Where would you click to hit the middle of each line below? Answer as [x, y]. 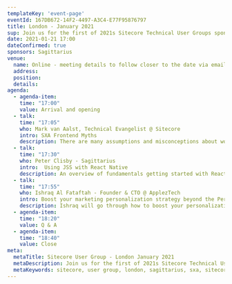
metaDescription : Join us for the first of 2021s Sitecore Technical [115, 263]
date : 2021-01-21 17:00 [41, 39]
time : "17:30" [40, 155]
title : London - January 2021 [51, 26]
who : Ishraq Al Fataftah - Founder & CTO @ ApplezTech [100, 193]
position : [27, 78]
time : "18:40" [40, 238]
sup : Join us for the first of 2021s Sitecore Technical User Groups [109, 33]
